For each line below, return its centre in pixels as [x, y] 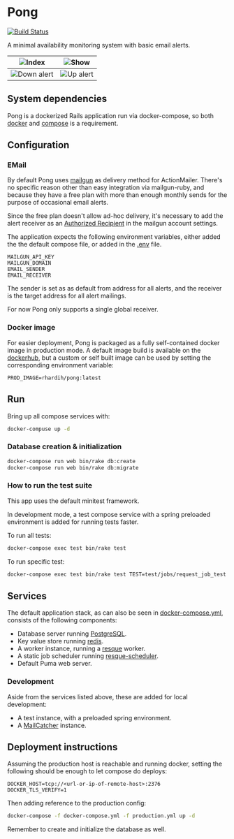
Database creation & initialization [65, 446]
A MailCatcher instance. [52, 725]
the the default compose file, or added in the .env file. [85, 245]
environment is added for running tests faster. [73, 522]
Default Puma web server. [54, 664]
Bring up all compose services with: [59, 416]
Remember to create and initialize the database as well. [87, 829]
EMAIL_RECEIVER [29, 276]
